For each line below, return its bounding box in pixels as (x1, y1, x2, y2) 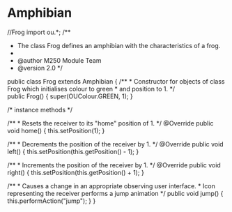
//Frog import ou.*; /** (7, 28, 71, 36)
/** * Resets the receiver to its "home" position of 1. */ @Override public (7, 119, 214, 127)
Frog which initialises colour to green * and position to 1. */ (7, 84, 176, 93)
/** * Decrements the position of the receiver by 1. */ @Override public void (7, 139, 224, 148)
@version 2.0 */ (17, 63, 63, 72)
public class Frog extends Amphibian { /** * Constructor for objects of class (7, 77, 225, 85)
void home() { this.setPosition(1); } (7, 126, 105, 135)
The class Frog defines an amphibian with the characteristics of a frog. (17, 41, 221, 50)
